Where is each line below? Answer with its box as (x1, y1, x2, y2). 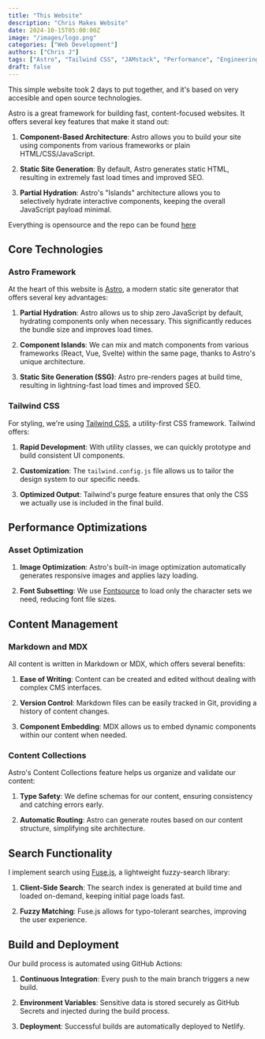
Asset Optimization (8, 544, 84, 555)
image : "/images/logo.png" (8, 33, 97, 42)
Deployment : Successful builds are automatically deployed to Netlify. (19, 1022, 246, 1031)
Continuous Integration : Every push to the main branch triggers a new (19, 974, 250, 984)
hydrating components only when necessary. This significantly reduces (19, 317, 252, 326)
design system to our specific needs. (19, 474, 140, 484)
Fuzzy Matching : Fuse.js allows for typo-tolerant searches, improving (19, 906, 247, 917)
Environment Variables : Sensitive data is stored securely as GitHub (19, 998, 240, 1007)
